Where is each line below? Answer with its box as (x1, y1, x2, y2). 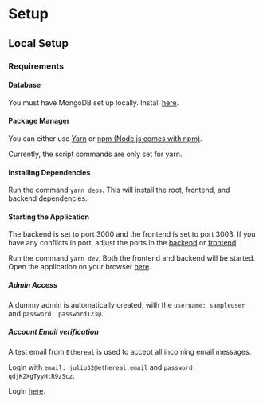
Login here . (8, 386, 46, 396)
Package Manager (8, 116, 70, 126)
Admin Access (8, 280, 58, 289)
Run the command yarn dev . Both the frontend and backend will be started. (8, 253, 256, 263)
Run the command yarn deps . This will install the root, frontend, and (8, 185, 230, 195)
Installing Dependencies (8, 167, 91, 177)
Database (8, 80, 41, 90)
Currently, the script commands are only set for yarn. (8, 149, 183, 159)
